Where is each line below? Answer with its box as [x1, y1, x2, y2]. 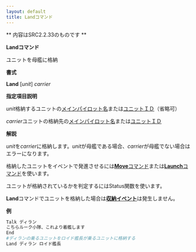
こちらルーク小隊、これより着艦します [6, 224, 85, 230]
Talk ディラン [6, 219, 37, 225]
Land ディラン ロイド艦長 [6, 241, 62, 247]
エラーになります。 [6, 150, 52, 157]
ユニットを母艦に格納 [6, 56, 58, 63]
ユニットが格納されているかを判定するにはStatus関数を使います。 [6, 182, 165, 189]
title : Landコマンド [6, 14, 53, 20]
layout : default [6, 8, 46, 15]
